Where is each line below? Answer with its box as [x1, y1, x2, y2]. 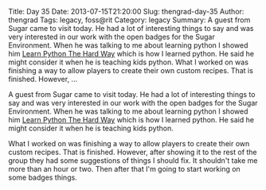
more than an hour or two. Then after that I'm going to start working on [8, 165, 241, 173]
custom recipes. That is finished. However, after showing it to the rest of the [8, 147, 257, 157]
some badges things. [8, 173, 77, 182]
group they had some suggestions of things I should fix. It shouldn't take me [8, 156, 258, 165]
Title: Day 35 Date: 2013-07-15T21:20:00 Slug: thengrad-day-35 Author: [8, 7, 244, 16]
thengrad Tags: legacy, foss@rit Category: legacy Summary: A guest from [8, 15, 251, 25]
